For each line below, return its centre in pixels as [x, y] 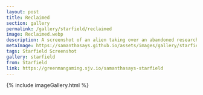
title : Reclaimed [28, 18]
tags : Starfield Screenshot [42, 51]
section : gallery [28, 23]
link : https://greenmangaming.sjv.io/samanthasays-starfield [85, 68]
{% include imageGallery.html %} [48, 85]
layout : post [23, 12]
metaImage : [20, 46]
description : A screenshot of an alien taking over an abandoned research [102, 40]
